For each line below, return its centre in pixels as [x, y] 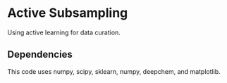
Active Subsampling [68, 13]
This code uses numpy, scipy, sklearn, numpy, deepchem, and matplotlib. [114, 71]
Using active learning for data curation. [64, 32]
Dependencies [40, 55]
